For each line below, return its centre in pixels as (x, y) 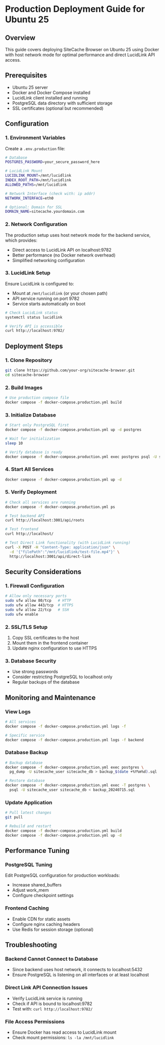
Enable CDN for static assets (41, 919)
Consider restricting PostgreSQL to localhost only (62, 677)
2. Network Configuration (36, 224)
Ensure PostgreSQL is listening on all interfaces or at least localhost (81, 975)
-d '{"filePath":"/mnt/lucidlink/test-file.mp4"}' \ (65, 552)
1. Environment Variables (35, 138)
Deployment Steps (34, 346)
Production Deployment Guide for (75, 9)
